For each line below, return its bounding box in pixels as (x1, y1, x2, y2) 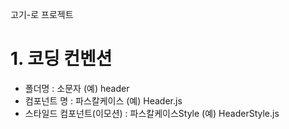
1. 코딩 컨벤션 (10, 48, 113, 70)
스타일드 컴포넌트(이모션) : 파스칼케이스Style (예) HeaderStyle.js (24, 107, 280, 119)
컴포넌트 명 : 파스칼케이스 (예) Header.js (24, 94, 183, 107)
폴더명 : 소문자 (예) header (24, 82, 130, 94)
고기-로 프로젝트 (10, 9, 74, 20)
